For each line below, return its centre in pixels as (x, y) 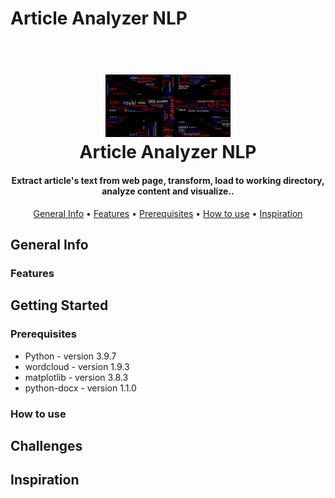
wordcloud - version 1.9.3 (77, 366)
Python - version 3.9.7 (70, 356)
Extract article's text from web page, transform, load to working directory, (168, 180)
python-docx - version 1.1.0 (80, 388)
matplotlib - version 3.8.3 (76, 377)
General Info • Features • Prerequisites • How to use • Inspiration (168, 213)
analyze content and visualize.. (168, 191)
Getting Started (59, 305)
